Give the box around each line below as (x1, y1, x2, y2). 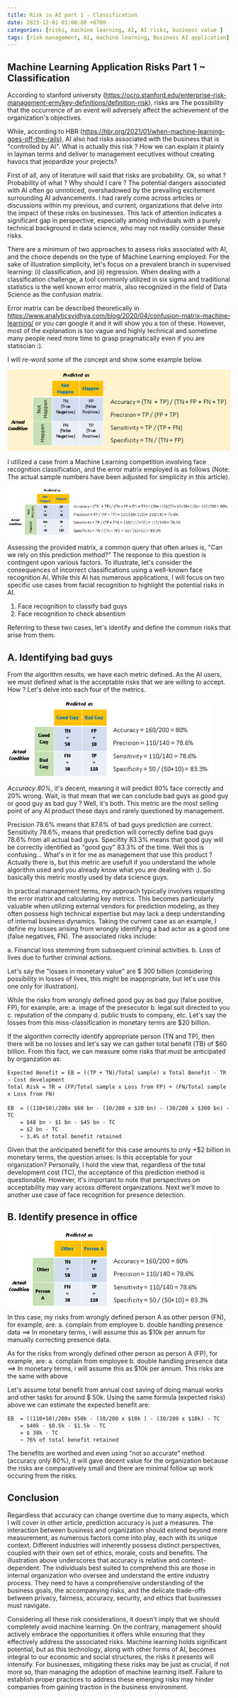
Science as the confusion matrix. (7, 291, 103, 299)
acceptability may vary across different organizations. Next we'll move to (7, 1183, 220, 1192)
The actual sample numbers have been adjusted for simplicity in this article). (7, 472, 230, 481)
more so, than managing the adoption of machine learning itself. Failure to (7, 1668, 223, 1676)
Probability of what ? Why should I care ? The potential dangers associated (7, 179, 226, 187)
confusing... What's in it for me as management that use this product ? (7, 850, 212, 859)
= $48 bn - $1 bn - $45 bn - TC (20, 1119, 115, 1126)
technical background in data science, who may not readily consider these (7, 224, 225, 232)
